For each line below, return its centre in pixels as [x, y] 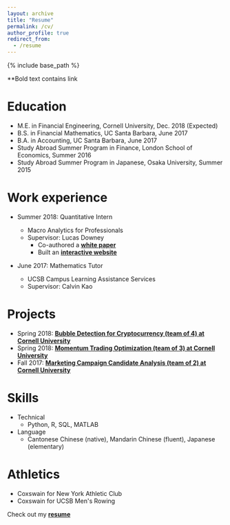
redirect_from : [29, 39]
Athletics [34, 474]
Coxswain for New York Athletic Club [70, 493]
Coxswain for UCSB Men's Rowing [66, 501]
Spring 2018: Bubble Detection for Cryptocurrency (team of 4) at [111, 333]
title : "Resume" [30, 20]
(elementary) [45, 446]
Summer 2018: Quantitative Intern [65, 217]
